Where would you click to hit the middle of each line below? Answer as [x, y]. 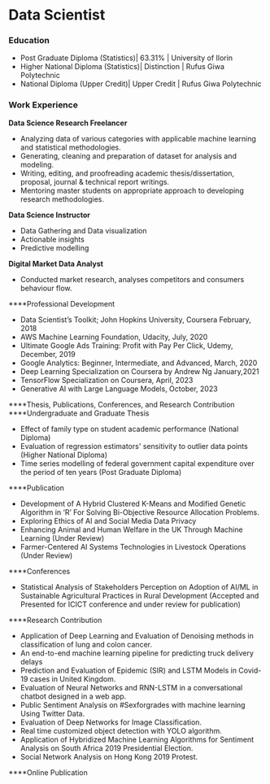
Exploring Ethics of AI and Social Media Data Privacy [108, 520]
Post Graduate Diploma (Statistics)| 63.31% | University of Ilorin [126, 58]
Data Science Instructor [50, 215]
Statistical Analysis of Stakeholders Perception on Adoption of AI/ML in [139, 586]
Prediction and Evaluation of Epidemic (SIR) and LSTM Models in [128, 670]
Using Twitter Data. [52, 713]
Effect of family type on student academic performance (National [129, 429]
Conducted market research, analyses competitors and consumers [132, 279]
